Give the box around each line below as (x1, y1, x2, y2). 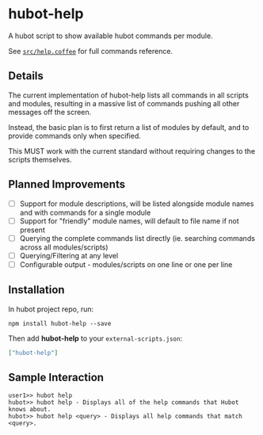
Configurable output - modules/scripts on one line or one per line (19, 259, 233, 269)
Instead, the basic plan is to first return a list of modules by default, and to (8, 122, 250, 132)
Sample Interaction (8, 370, 105, 384)
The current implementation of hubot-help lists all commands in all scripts (8, 90, 250, 100)
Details (8, 69, 44, 83)
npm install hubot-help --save (8, 319, 112, 327)
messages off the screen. (8, 107, 92, 116)
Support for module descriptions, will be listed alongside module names (19, 199, 254, 208)
